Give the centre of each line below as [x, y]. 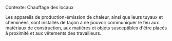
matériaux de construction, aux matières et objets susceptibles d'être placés [86, 28]
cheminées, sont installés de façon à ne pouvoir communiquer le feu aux [82, 23]
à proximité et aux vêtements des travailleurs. [53, 33]
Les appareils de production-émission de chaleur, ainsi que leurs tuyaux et [84, 17]
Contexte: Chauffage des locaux [40, 7]
